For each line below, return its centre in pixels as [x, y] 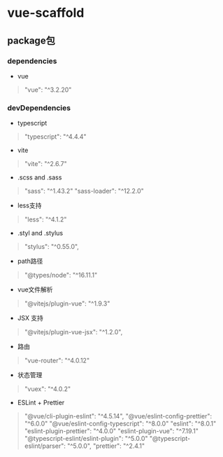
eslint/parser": [45, 446]
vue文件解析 [35, 289]
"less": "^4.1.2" [45, 219]
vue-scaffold [46, 13]
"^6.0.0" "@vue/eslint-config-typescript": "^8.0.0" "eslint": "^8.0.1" [120, 424]
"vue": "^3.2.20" [48, 90]
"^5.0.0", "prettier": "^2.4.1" [106, 446]
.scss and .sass [39, 177]
